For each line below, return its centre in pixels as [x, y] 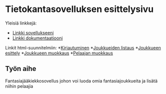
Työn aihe [21, 69]
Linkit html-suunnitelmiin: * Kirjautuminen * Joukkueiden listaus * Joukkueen [83, 47]
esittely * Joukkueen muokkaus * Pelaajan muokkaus [59, 53]
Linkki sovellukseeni [33, 32]
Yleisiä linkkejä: [21, 23]
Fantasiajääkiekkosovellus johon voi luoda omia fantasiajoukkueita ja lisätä [82, 80]
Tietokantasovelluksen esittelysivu [80, 9]
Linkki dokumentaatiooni [38, 38]
